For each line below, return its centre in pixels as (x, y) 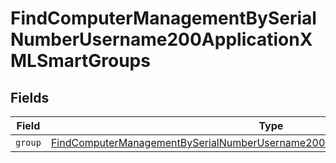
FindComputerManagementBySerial (163, 18)
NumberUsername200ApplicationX (161, 39)
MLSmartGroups (80, 61)
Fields (30, 97)
